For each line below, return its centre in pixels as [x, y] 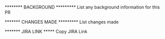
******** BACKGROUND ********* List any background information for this [82, 7]
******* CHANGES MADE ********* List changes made [62, 22]
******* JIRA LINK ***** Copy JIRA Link [46, 31]
